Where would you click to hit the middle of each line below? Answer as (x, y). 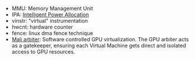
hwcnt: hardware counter (42, 27)
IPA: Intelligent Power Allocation (50, 15)
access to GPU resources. (43, 52)
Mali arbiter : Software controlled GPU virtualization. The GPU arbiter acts (100, 39)
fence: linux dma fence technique (52, 33)
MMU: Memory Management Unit (52, 8)
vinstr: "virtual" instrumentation (50, 21)
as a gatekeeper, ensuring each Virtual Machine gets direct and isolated (99, 45)
